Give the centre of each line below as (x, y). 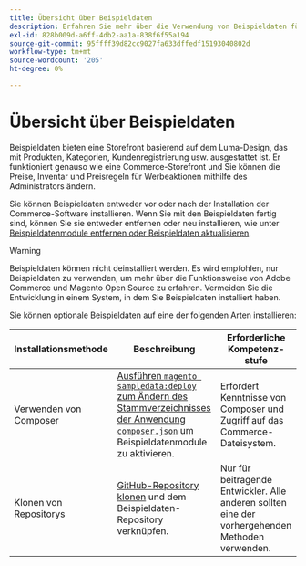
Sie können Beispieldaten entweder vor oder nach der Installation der (139, 204)
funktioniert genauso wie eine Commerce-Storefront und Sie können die (145, 166)
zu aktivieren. (146, 453)
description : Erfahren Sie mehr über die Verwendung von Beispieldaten (148, 26)
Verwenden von (48, 409)
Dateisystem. (248, 443)
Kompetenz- (256, 349)
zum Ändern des (153, 396)
